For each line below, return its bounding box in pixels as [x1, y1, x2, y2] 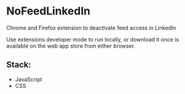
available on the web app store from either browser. [6, 42, 135, 49]
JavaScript [15, 75, 42, 83]
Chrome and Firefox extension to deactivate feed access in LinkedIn [6, 24, 177, 31]
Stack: [6, 60, 32, 70]
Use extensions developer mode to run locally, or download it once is [6, 36, 179, 43]
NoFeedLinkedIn [6, 4, 91, 18]
